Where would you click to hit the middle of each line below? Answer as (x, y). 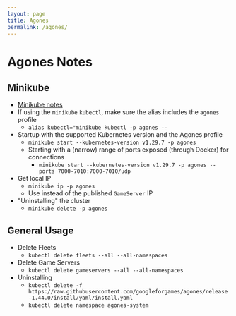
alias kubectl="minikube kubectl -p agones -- (98, 128)
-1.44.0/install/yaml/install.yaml (80, 298)
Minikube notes (40, 105)
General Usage (41, 230)
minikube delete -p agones (68, 209)
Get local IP (34, 178)
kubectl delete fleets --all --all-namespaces (98, 256)
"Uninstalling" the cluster (54, 201)
